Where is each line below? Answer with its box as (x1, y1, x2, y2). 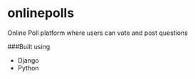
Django (17, 56, 39, 65)
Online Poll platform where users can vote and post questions (7, 28, 189, 37)
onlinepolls (7, 5, 75, 21)
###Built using (7, 42, 51, 51)
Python (17, 63, 39, 72)
